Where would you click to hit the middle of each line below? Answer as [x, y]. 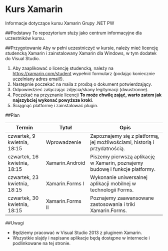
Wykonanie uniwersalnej [118, 177]
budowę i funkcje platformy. [123, 169]
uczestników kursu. [25, 38]
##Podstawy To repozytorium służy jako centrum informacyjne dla [73, 33]
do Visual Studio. [23, 58]
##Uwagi [14, 223]
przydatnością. [107, 148]
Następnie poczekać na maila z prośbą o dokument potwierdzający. [82, 84]
